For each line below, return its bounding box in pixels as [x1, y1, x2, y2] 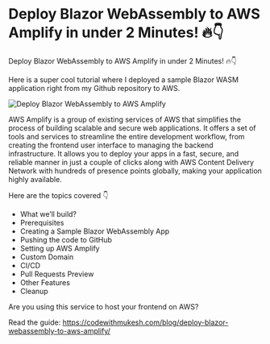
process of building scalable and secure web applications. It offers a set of [8, 122, 256, 133]
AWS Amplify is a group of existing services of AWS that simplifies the [8, 114, 242, 124]
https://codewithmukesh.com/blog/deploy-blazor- [62, 317, 229, 327]
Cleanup [19, 286, 48, 296]
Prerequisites [19, 218, 64, 227]
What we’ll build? [19, 209, 77, 218]
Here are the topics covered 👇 [8, 190, 109, 200]
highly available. [8, 174, 62, 184]
